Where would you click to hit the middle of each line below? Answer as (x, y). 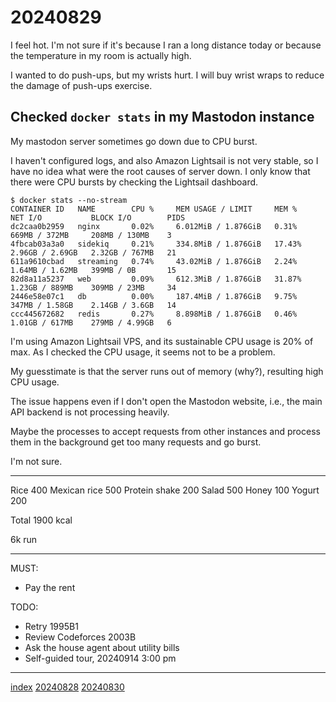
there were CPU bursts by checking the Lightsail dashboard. (134, 182)
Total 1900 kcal (41, 520)
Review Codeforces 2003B (80, 637)
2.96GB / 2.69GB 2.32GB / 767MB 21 (93, 252)
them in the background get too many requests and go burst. (136, 442)
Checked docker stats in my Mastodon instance (162, 117)
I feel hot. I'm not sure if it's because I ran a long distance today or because (166, 45)
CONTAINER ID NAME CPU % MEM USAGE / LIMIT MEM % (154, 209)
